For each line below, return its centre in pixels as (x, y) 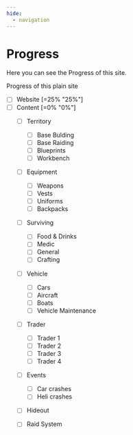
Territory (39, 121)
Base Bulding (56, 135)
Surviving (40, 223)
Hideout (38, 410)
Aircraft (47, 295)
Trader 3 (49, 354)
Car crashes (54, 389)
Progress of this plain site (42, 86)
